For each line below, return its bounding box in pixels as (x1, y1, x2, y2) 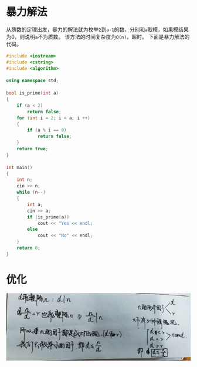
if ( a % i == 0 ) (27, 127, 67, 133)
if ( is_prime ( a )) (27, 214, 69, 220)
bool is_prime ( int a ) (6, 90, 59, 96)
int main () (6, 164, 33, 170)
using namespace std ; (6, 78, 59, 84)
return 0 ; (16, 245, 41, 251)
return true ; (16, 146, 49, 152)
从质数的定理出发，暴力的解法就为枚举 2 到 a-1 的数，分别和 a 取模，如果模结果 (6, 26, 189, 33)
